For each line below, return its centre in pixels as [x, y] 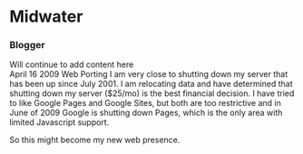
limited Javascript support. [59, 122]
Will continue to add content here [72, 64]
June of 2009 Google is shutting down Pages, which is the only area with [146, 113]
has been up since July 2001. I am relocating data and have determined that [151, 84]
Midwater [46, 17]
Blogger [27, 45]
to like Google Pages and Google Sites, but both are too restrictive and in [145, 103]
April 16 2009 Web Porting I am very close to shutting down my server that [149, 74]
